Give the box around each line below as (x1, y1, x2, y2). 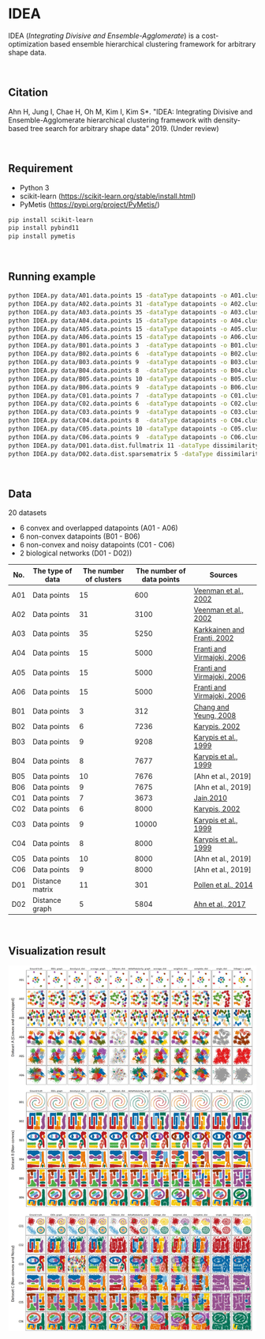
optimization (8, 39, 49, 48)
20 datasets (8, 508, 47, 517)
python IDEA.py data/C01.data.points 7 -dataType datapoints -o (8, 392, 227, 400)
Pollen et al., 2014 (193, 880, 253, 890)
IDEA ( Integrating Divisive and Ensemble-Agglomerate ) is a (8, 31, 200, 40)
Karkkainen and (193, 625, 244, 634)
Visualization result (8, 944, 106, 957)
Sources (209, 570, 238, 580)
